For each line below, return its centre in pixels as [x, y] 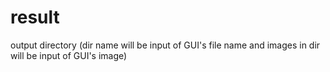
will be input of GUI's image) [69, 55]
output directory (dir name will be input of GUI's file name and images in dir [165, 45]
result [35, 17]
